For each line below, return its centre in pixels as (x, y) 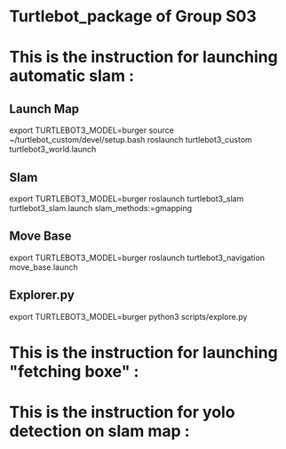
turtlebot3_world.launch (53, 150)
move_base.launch (44, 267)
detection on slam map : (99, 431)
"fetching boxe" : (74, 371)
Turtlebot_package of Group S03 (133, 16)
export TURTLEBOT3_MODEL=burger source (92, 130)
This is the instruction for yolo (122, 412)
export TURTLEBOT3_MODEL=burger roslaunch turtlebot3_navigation (137, 257)
